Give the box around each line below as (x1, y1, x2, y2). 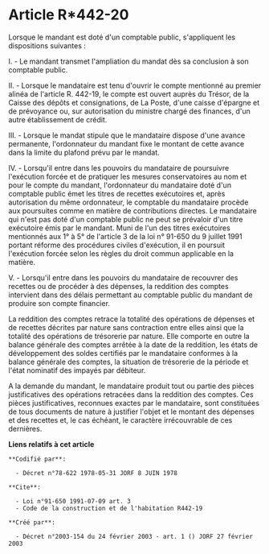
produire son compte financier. (8, 298, 111, 308)
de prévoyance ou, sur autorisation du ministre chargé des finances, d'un (8, 106, 251, 116)
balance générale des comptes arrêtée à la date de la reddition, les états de (8, 340, 259, 349)
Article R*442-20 (8, 6, 129, 24)
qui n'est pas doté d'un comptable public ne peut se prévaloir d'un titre (8, 214, 243, 224)
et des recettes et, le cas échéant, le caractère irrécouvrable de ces (8, 415, 233, 424)
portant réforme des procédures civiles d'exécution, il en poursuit (8, 240, 226, 250)
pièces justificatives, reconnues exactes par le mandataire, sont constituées (8, 398, 259, 407)
